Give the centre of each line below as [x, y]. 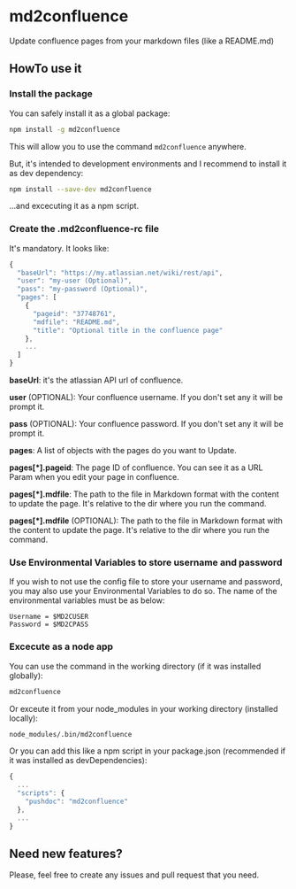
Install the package [51, 94]
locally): [23, 718]
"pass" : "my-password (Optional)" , [83, 290]
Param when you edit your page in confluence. [94, 477]
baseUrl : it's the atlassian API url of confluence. [96, 380]
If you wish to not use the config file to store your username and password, [146, 582]
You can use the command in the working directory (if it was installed [135, 666]
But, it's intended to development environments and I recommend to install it [148, 163]
